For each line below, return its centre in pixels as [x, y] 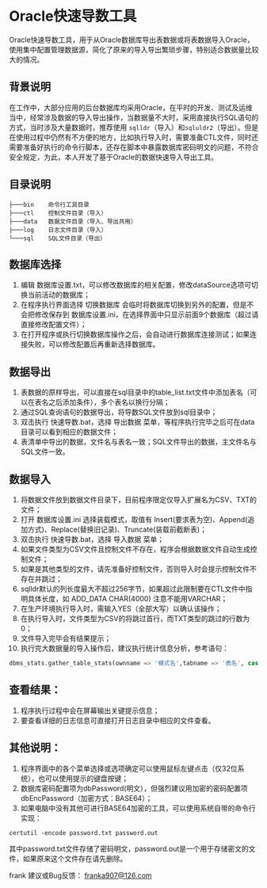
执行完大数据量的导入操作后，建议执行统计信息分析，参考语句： [124, 648]
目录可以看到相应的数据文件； [69, 432]
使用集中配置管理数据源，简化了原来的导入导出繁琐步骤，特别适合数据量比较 [134, 49]
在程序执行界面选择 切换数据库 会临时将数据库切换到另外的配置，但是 [133, 305]
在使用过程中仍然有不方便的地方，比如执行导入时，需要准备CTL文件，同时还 [134, 137]
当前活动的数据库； [59, 295]
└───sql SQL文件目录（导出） [57, 238]
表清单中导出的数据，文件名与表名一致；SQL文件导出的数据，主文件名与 [138, 442]
